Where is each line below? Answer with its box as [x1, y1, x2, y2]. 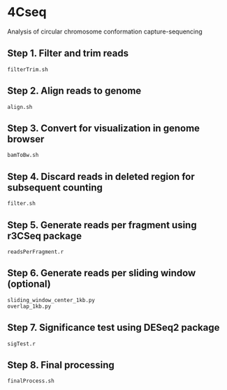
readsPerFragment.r [7, 248, 64, 255]
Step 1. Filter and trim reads [7, 47, 129, 59]
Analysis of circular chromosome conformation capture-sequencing [7, 27, 203, 36]
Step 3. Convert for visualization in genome [7, 122, 200, 134]
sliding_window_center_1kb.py [7, 297, 96, 303]
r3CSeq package [7, 230, 82, 241]
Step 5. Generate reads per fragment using [7, 219, 197, 231]
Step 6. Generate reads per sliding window [7, 267, 196, 279]
